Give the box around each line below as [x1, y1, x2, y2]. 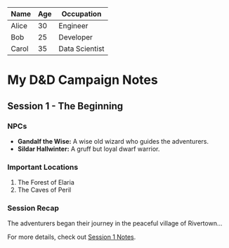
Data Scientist [58, 44, 105, 54]
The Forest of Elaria [17, 178, 75, 187]
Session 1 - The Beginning [7, 100, 124, 112]
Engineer [58, 21, 89, 30]
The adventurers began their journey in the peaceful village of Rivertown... [7, 219, 223, 228]
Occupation [61, 9, 102, 18]
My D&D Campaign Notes [7, 72, 158, 88]
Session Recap [7, 204, 60, 213]
